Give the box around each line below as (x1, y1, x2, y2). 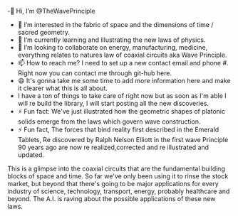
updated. (17, 151, 45, 159)
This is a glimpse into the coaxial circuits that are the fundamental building (7, 164, 226, 173)
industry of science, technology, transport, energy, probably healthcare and (7, 187, 230, 195)
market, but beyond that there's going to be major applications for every (7, 180, 219, 188)
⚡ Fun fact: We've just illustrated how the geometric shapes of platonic (17, 107, 226, 115)
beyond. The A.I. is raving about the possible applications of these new (7, 195, 216, 202)
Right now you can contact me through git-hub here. (17, 69, 172, 77)
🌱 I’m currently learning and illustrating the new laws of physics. (17, 36, 206, 44)
